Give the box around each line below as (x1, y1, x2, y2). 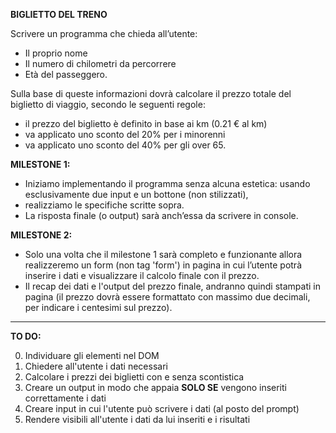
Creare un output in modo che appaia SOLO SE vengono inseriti (24, 382, 287, 393)
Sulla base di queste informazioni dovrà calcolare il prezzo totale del (10, 88, 292, 99)
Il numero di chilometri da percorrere (24, 58, 177, 69)
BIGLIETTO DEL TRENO (10, 9, 108, 20)
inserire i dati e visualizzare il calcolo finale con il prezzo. (24, 270, 260, 281)
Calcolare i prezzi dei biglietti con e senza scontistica (24, 371, 245, 383)
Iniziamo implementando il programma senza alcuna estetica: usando (24, 178, 311, 189)
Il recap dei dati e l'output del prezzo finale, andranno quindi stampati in (24, 280, 321, 292)
